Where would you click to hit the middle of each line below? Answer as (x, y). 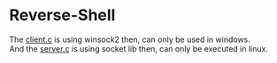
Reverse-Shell (62, 15)
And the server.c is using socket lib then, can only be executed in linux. (138, 48)
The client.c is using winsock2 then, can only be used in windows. (130, 39)
